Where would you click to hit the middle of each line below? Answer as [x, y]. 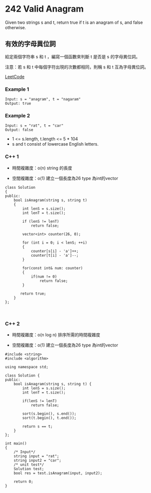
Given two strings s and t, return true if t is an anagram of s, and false [74, 22]
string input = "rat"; [36, 456]
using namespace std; [27, 367]
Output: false [19, 130]
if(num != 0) [44, 277]
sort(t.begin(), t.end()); [49, 418]
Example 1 [17, 89]
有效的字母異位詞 [30, 44]
